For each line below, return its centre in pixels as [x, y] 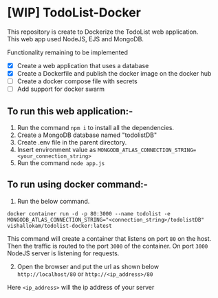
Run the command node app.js [61, 163]
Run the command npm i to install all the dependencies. [95, 128]
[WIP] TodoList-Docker [74, 13]
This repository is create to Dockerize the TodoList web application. [103, 32]
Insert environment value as [56, 150]
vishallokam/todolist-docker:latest [59, 226]
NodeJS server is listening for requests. [63, 253]
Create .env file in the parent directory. [72, 142]
